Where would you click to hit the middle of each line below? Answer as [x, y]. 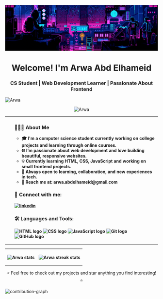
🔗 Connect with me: [38, 195]
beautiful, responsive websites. [54, 156]
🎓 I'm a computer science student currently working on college [88, 139]
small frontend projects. [46, 167]
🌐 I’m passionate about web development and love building [83, 151]
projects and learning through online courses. [69, 145]
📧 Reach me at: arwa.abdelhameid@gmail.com [70, 182]
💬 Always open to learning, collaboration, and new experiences [87, 172]
